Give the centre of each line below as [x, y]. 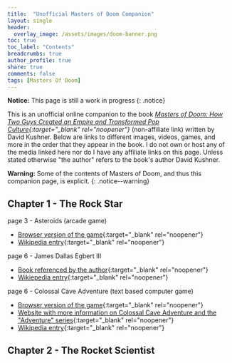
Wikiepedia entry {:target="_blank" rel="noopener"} [93, 277]
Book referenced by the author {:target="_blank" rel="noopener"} [113, 270]
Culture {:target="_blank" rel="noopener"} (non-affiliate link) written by [111, 130]
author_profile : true [39, 61]
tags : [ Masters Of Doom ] [44, 80]
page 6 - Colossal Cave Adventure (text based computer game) [101, 291]
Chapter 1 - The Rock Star [65, 204]
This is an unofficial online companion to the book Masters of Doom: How [115, 114]
